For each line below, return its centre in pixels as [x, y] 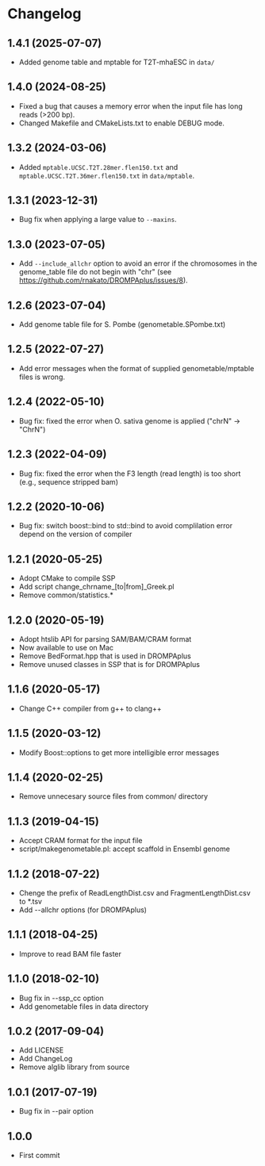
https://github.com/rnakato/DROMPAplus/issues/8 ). [103, 280]
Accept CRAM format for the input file [81, 841]
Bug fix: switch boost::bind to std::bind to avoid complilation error [126, 526]
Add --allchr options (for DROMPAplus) [83, 910]
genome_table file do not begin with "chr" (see [95, 272]
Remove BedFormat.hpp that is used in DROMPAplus [105, 656]
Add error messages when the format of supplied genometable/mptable [136, 368]
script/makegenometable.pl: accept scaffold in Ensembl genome [125, 849]
